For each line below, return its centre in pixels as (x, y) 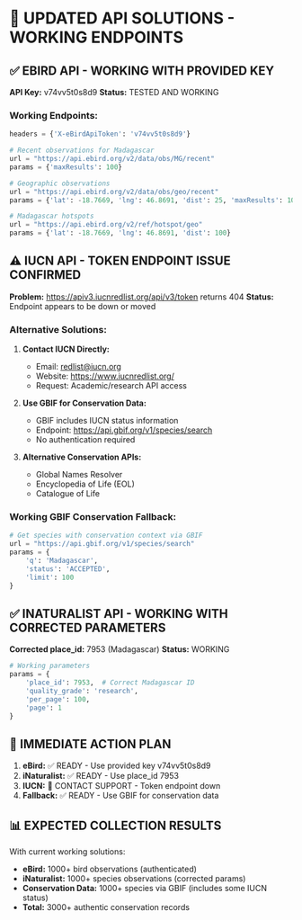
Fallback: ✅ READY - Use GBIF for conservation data (120, 796)
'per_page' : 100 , (58, 699)
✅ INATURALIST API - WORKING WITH (119, 614)
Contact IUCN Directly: (66, 349)
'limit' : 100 (50, 577)
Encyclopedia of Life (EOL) (85, 484)
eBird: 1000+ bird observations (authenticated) (110, 869)
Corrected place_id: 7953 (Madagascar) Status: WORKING (120, 649)
